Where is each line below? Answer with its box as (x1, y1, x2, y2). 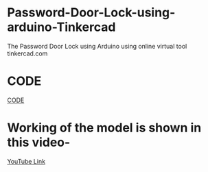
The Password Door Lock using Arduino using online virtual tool (7, 42, 187, 50)
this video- (7, 135, 71, 150)
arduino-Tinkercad (7, 19, 116, 35)
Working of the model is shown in (7, 120, 202, 136)
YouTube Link (7, 157, 46, 165)
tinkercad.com (7, 49, 48, 58)
